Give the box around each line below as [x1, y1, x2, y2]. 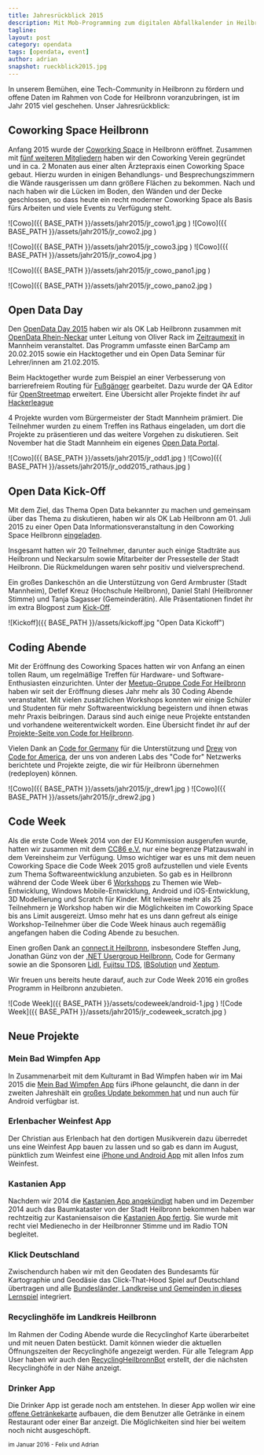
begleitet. [8, 1229, 39, 1239]
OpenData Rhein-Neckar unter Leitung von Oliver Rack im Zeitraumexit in [8, 333, 245, 342]
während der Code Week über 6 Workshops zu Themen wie [8, 877, 203, 887]
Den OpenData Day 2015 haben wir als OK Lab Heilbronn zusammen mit [8, 324, 241, 334]
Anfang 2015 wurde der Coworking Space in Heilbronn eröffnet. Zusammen [8, 145, 253, 154]
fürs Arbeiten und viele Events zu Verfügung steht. [8, 203, 172, 212]
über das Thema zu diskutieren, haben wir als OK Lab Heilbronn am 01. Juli [8, 514, 251, 524]
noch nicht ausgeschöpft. [8, 1425, 91, 1435]
